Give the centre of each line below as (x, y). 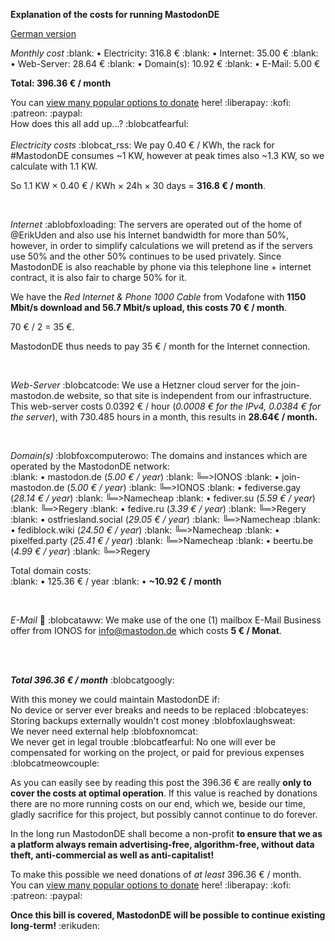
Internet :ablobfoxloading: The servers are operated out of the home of (156, 224)
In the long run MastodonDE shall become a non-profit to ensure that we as (166, 833)
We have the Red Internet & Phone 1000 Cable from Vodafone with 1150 (158, 297)
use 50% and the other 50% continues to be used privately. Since (146, 256)
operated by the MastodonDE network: (90, 466)
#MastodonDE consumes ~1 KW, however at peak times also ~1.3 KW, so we (167, 155)
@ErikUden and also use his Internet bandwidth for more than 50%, (150, 235)
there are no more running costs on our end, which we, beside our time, (158, 803)
